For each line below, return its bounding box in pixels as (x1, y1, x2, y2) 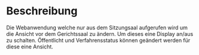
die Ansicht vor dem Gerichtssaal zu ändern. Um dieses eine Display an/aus (6, 30, 194, 37)
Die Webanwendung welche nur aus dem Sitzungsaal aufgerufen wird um (6, 24, 188, 31)
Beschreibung (6, 4, 78, 18)
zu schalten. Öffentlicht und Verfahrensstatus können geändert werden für (6, 36, 191, 44)
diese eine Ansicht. (6, 43, 54, 50)
